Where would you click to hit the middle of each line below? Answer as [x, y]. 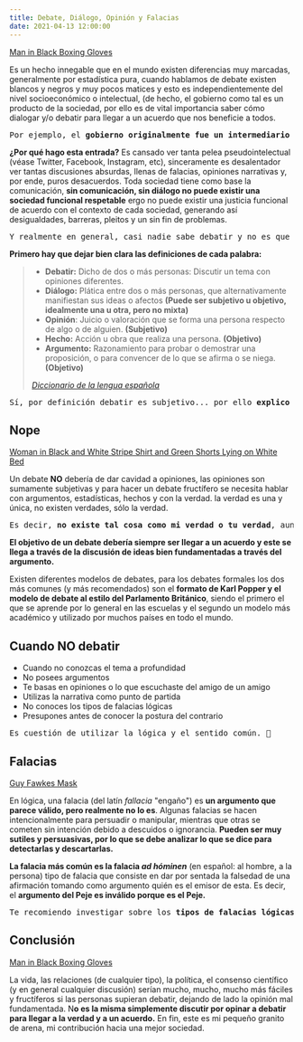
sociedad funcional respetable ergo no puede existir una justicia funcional [149, 200]
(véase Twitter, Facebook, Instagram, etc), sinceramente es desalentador [145, 161]
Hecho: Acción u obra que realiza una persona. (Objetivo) [153, 338]
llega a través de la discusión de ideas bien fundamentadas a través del [146, 552]
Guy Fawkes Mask [44, 782]
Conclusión [42, 940]
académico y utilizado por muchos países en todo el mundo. [121, 618]
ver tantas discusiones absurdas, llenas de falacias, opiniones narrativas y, [148, 171]
